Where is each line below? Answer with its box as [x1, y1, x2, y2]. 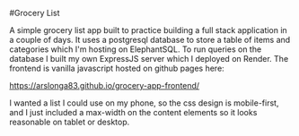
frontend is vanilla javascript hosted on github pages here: [9, 63, 224, 73]
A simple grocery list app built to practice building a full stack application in [9, 25, 287, 35]
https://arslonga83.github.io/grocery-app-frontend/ [9, 81, 200, 90]
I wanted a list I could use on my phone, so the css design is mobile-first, [9, 98, 279, 108]
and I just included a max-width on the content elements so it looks [9, 107, 258, 117]
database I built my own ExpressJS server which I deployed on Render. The [9, 54, 289, 64]
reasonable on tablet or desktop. [9, 116, 130, 127]
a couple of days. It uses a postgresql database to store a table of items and [9, 35, 291, 45]
